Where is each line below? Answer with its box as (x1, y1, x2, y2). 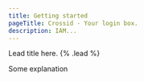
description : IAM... (8, 26, 78, 34)
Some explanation (8, 64, 68, 74)
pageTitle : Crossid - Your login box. (8, 19, 138, 27)
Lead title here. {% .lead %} (8, 49, 101, 59)
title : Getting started (8, 11, 88, 20)
